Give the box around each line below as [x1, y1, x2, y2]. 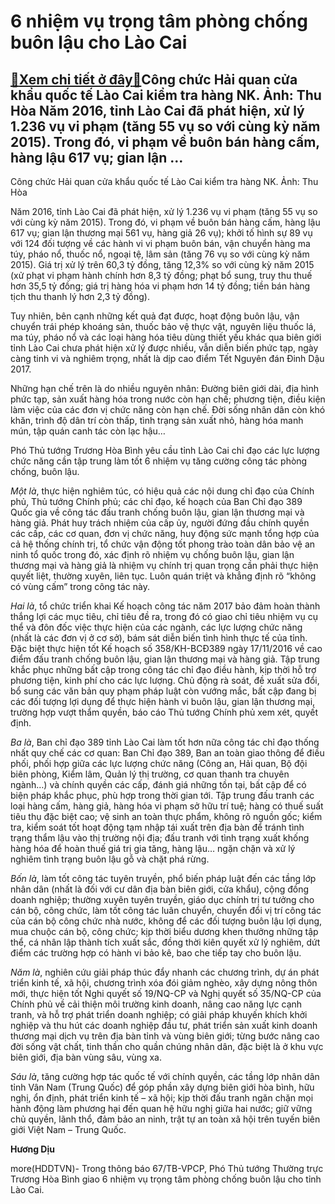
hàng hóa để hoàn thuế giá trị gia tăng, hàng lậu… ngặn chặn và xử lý [10, 843, 296, 854]
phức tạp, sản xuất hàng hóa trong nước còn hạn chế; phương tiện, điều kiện [10, 393, 326, 405]
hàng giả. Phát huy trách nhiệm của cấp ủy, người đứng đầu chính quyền [10, 517, 310, 529]
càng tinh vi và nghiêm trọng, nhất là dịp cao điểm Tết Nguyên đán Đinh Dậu [10, 353, 325, 364]
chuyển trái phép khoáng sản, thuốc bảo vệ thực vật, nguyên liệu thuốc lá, [10, 321, 317, 332]
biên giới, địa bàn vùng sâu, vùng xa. [10, 1051, 162, 1063]
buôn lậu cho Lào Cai [10, 31, 188, 54]
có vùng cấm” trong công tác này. [10, 581, 151, 592]
